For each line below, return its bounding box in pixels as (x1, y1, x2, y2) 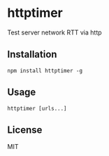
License (7, 124, 43, 136)
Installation (7, 48, 57, 60)
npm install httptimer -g (7, 67, 82, 74)
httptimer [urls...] (7, 105, 68, 112)
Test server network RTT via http (7, 28, 103, 37)
